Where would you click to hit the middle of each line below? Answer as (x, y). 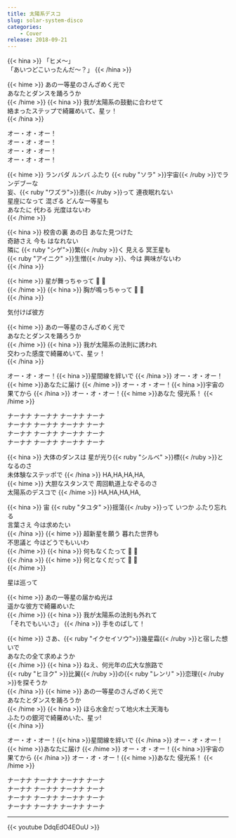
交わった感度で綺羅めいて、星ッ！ (56, 354)
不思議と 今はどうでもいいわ (48, 543)
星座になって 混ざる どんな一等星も (58, 201)
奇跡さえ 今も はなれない (43, 241)
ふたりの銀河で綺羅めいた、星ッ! (54, 718)
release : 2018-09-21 (38, 40)
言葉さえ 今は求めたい (39, 525)
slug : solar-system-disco (45, 20)
